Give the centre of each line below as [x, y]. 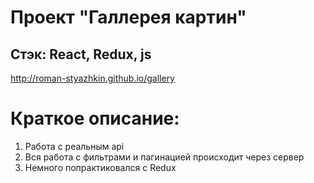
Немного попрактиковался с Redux [100, 167]
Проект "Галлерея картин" [128, 17]
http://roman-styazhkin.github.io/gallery [92, 78]
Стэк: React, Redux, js [81, 54]
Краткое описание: [95, 118]
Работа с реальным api [74, 146]
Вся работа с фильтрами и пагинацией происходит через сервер [164, 157]
